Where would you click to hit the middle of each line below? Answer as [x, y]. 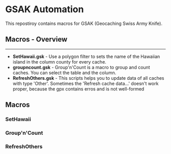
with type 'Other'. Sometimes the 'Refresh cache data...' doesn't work [85, 83]
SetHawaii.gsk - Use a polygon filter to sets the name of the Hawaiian [86, 56]
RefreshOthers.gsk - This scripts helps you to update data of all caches [88, 78]
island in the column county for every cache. [60, 61]
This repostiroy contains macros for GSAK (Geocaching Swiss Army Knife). [84, 23]
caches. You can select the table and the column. [64, 73]
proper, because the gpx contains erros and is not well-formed [78, 89]
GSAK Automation [45, 9]
